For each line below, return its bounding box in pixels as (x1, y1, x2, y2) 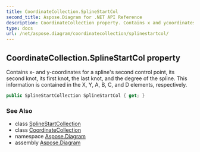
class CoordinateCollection (14, 126, 82, 134)
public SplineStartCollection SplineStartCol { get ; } (6, 93, 145, 99)
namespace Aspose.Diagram (14, 133, 86, 140)
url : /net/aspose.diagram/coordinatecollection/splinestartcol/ (6, 31, 169, 37)
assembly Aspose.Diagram (14, 139, 81, 146)
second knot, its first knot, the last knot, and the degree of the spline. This (6, 75, 187, 82)
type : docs (6, 25, 33, 31)
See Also (6, 106, 33, 115)
